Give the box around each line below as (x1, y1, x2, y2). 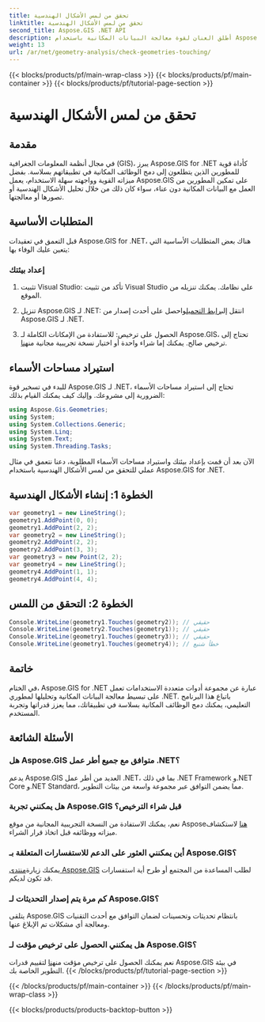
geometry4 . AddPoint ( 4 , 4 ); (9, 575, 98, 583)
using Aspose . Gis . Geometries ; (9, 405, 109, 414)
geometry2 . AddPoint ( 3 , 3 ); (9, 546, 98, 554)
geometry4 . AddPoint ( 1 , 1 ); (9, 567, 98, 576)
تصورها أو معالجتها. (9, 192, 65, 202)
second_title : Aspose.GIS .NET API (9, 26, 127, 34)
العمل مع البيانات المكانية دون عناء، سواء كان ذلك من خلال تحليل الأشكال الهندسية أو (9, 184, 256, 193)
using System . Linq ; (9, 428, 74, 436)
